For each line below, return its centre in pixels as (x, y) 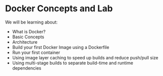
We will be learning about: (31, 22)
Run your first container (36, 52)
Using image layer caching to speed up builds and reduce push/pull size (85, 57)
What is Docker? (29, 31)
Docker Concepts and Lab (59, 9)
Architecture (25, 42)
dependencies (27, 68)
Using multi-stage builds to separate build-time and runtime (73, 63)
